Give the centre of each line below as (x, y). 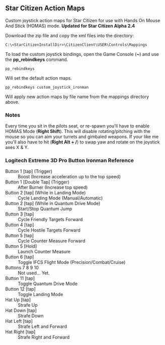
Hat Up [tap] (18, 300)
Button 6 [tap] (20, 257)
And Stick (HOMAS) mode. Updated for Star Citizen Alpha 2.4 (70, 26)
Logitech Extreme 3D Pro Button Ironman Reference (70, 161)
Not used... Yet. (34, 273)
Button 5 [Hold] (21, 246)
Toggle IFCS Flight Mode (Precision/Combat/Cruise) (72, 262)
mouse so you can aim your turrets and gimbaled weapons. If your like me (82, 137)
